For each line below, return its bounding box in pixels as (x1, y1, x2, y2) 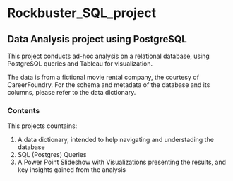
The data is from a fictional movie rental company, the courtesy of (7, 73, 200, 81)
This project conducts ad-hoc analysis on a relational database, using (7, 52, 210, 60)
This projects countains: (7, 122, 78, 130)
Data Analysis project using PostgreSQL (7, 33, 187, 45)
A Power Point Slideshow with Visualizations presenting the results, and (17, 158, 226, 167)
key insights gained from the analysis (17, 165, 126, 174)
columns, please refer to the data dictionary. (7, 88, 136, 96)
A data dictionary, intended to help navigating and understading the (17, 136, 214, 144)
